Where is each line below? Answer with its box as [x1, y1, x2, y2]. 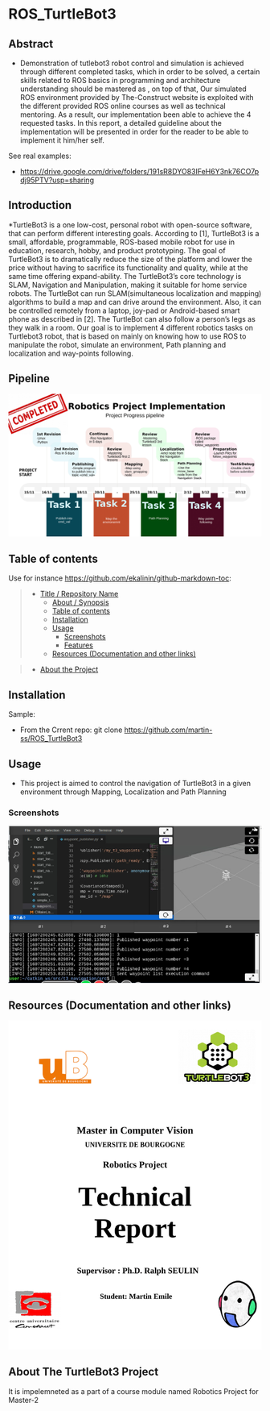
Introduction [8, 198, 72, 212]
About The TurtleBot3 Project [8, 1365, 159, 1379]
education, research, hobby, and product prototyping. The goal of [8, 245, 227, 255]
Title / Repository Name [39, 589, 119, 599]
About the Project [39, 664, 99, 674]
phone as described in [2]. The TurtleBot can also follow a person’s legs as [8, 314, 256, 323]
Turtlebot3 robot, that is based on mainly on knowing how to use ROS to [8, 331, 247, 341]
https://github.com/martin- [124, 725, 213, 735]
